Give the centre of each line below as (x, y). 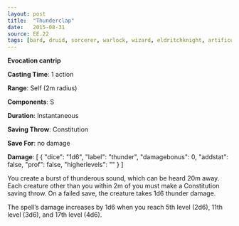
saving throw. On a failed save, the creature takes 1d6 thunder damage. (112, 193)
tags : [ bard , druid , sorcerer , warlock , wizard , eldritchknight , (106, 41)
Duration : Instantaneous (43, 116)
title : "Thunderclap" (41, 21)
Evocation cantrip (34, 60)
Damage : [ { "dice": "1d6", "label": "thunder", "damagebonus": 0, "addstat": (118, 157)
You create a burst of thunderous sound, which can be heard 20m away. (113, 178)
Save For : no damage (39, 144)
